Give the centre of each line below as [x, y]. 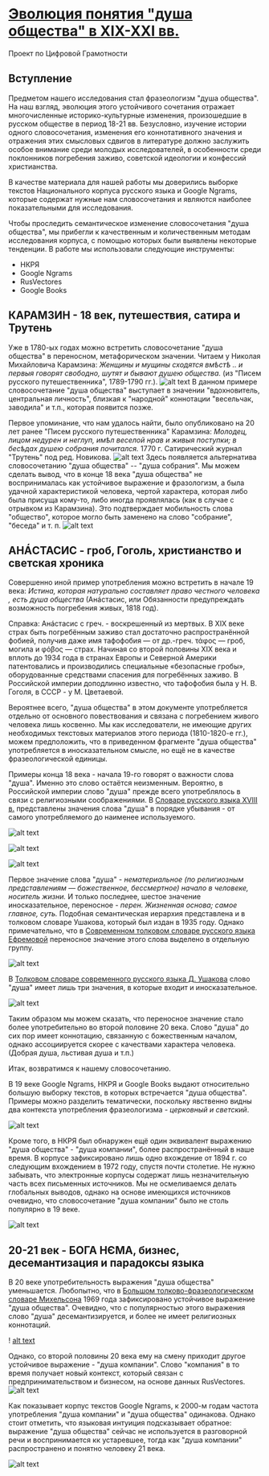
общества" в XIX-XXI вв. [94, 31]
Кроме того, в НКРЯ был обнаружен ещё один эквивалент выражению [130, 1141]
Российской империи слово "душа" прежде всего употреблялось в [124, 791]
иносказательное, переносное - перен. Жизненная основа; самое [123, 905]
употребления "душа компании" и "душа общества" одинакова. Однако [132, 1414]
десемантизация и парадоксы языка [106, 1262]
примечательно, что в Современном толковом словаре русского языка [132, 931]
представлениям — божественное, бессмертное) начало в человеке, [128, 888]
